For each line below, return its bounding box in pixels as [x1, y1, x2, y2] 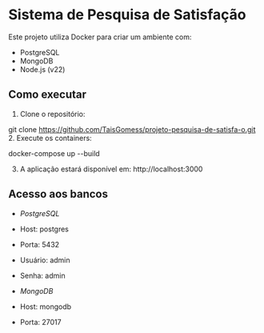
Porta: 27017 [19, 317, 62, 327]
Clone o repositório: [19, 109, 86, 118]
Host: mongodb [19, 302, 72, 311]
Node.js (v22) [19, 64, 66, 74]
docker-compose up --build [8, 148, 100, 158]
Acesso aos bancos [8, 187, 108, 201]
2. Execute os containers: [8, 133, 92, 142]
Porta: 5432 [19, 239, 60, 249]
